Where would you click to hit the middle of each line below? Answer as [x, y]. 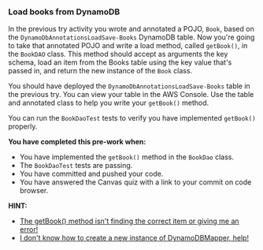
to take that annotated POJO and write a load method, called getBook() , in [128, 46]
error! [29, 229]
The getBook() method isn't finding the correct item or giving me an [129, 221]
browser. [34, 191]
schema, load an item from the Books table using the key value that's [120, 62]
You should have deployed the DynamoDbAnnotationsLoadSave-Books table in [129, 86]
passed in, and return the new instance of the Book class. [100, 71]
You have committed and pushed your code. [91, 174]
